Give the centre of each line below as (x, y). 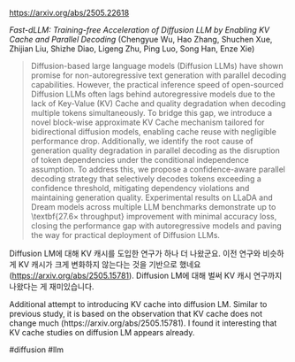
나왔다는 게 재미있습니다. (52, 286)
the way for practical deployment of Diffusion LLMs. (125, 235)
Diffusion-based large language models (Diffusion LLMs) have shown (157, 66)
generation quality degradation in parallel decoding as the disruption (155, 150)
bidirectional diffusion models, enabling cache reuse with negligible (153, 131)
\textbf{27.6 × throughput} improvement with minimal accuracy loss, (154, 216)
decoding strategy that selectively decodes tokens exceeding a (146, 179)
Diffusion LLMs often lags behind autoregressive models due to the (153, 94)
